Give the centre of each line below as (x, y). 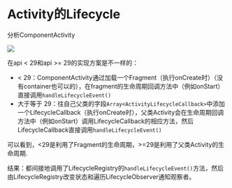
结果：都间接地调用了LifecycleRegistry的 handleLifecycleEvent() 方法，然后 (115, 168)
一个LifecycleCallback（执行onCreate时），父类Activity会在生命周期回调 (121, 112)
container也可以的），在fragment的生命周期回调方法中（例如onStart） (124, 86)
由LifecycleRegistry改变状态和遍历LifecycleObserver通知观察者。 (101, 177)
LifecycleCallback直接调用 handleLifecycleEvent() (89, 130)
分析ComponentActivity (41, 35)
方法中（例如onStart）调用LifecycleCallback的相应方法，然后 (106, 121)
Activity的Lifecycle (64, 14)
